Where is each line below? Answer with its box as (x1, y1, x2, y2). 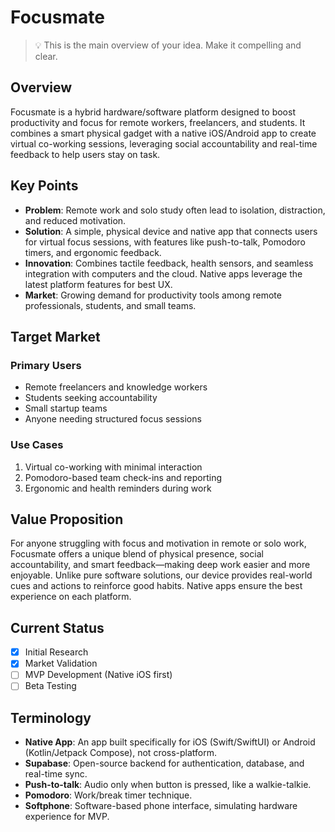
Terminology (10, 709, 92, 726)
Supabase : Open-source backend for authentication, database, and (24, 757, 305, 770)
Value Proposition (10, 511, 124, 528)
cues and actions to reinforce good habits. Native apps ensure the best (10, 580, 303, 592)
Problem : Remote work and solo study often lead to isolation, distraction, (24, 204, 326, 216)
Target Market (10, 328, 101, 345)
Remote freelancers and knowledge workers (24, 381, 208, 393)
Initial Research (24, 646, 89, 658)
